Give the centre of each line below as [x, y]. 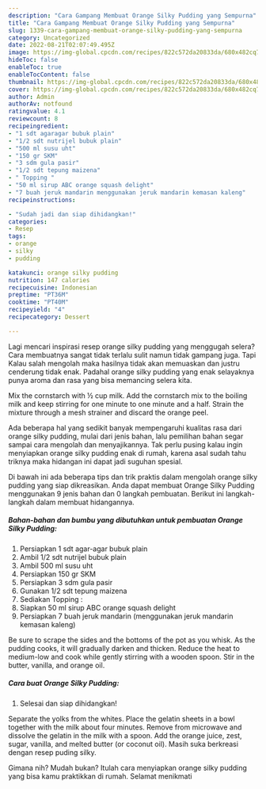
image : [19, 52]
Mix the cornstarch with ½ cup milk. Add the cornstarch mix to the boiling [128, 395]
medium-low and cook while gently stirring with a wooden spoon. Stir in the [131, 657]
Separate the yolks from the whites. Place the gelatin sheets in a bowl [122, 718]
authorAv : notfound [40, 104]
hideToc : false [33, 60]
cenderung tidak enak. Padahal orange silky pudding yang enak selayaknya [131, 372]
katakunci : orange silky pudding [63, 273]
